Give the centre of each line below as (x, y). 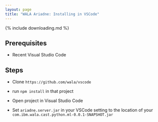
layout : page (18, 9)
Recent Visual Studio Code (39, 55)
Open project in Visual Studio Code (47, 101)
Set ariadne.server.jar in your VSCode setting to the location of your (82, 110)
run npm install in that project (43, 91)
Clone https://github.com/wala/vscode (52, 82)
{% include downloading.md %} (37, 28)
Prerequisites (26, 43)
